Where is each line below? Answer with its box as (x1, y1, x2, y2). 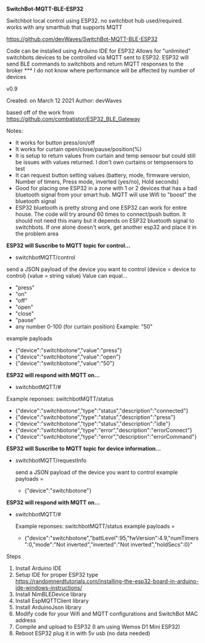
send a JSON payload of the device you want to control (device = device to (6, 266, 196, 273)
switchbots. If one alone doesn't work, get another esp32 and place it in (15, 223, 197, 231)
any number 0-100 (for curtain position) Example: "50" (15, 323, 153, 330)
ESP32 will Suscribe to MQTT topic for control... (6, 242, 130, 249)
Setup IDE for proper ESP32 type (15, 571, 99, 578)
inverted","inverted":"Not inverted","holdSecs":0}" (66, 541, 193, 548)
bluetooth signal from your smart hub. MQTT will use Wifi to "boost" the (15, 191, 197, 198)
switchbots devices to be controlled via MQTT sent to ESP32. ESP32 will (6, 54, 189, 61)
